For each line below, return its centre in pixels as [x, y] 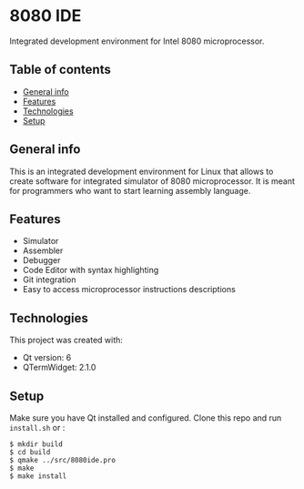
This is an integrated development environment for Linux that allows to [142, 171]
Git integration [49, 280]
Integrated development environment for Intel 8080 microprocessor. [137, 41]
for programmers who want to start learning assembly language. [130, 190]
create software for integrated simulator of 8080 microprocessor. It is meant [152, 181]
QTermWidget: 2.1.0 [59, 367]
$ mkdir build [36, 444]
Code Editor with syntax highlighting [91, 270]
